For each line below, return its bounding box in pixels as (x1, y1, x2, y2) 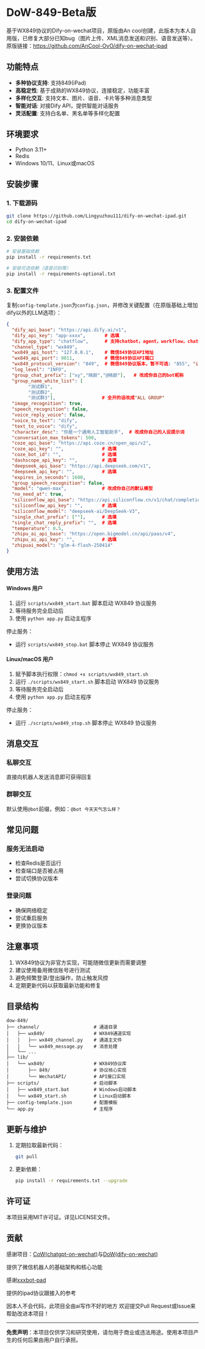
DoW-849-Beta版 (6, 5, 96, 20)
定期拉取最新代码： (15, 1142, 64, 1149)
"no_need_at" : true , (12, 492, 64, 498)
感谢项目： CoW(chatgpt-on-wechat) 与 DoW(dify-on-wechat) (6, 1250, 159, 1258)
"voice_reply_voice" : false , (12, 412, 86, 418)
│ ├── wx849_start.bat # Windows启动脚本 (6, 1087, 137, 1093)
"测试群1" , (28, 384, 53, 390)
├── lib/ (6, 1054, 29, 1061)
